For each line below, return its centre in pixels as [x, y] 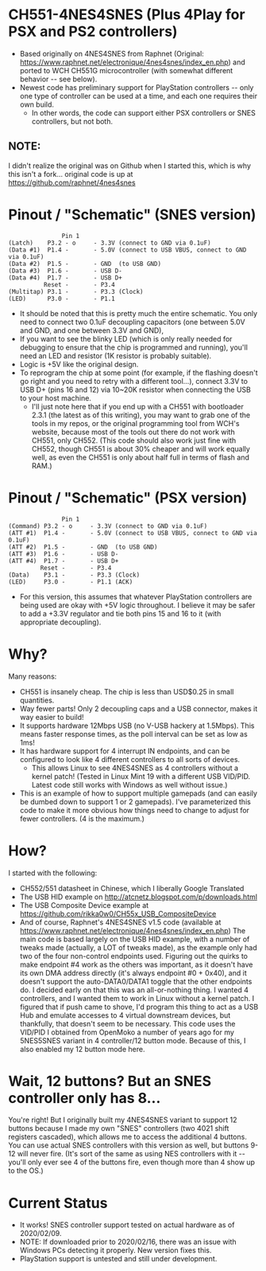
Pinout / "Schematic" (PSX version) [128, 497]
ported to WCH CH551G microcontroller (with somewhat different [126, 70]
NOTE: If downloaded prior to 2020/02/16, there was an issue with [128, 1242]
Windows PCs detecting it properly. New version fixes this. [116, 1250]
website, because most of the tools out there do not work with [133, 432]
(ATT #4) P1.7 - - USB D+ [64, 561]
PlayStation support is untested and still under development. [118, 1259]
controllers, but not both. [72, 121]
